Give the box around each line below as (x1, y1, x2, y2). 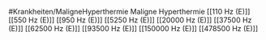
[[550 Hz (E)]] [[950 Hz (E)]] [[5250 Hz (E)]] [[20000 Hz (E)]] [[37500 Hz (8, 15, 252, 25)
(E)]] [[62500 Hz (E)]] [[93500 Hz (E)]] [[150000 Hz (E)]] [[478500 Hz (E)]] (8, 24, 259, 33)
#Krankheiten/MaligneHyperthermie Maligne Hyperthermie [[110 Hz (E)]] (8, 7, 251, 16)
